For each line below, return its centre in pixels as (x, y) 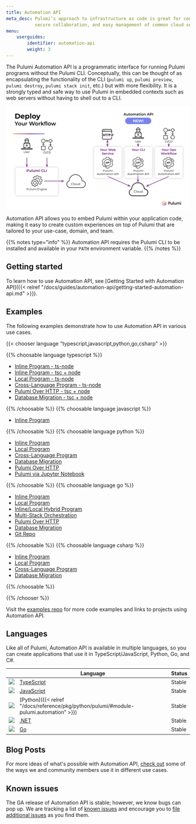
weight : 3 (39, 50)
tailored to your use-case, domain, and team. (60, 231)
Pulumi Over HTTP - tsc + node (52, 391)
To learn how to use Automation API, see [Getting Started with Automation (95, 281)
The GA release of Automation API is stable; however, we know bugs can (94, 803)
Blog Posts (26, 750)
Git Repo (25, 534)
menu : (13, 31)
